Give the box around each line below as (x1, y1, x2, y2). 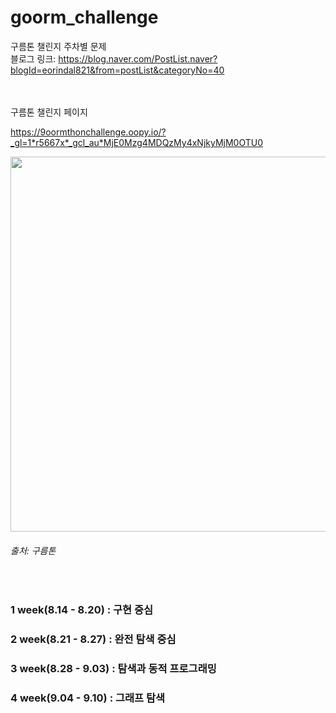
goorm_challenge (10, 6, 159, 29)
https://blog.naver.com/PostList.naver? (58, 52, 218, 65)
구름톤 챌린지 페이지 (10, 106, 88, 118)
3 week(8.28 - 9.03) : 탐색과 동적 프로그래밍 (10, 661, 217, 675)
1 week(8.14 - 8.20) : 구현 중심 (10, 603, 154, 617)
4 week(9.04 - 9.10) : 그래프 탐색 (10, 691, 166, 705)
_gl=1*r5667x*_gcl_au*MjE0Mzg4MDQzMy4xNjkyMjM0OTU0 (10, 136, 263, 148)
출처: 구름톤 (10, 544, 57, 556)
